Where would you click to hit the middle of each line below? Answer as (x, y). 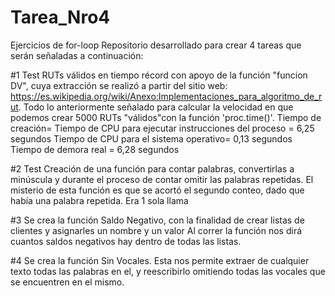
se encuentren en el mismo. (67, 282)
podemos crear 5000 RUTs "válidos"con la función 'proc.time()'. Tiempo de (166, 117)
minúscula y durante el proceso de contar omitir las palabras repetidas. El (162, 179)
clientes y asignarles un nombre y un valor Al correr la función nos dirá (156, 230)
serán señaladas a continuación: (77, 55)
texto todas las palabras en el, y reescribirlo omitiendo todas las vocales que (168, 271)
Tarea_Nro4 (60, 17)
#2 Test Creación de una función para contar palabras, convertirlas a (152, 168)
